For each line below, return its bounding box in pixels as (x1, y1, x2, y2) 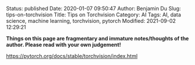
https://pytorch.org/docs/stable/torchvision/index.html (6, 53, 138, 59)
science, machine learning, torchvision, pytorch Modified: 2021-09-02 (6, 18, 176, 24)
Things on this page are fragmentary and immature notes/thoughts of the (6, 35, 189, 42)
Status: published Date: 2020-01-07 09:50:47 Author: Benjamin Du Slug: (6, 5, 181, 12)
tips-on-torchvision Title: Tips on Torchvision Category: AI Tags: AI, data (6, 11, 181, 18)
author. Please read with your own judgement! (6, 41, 122, 48)
